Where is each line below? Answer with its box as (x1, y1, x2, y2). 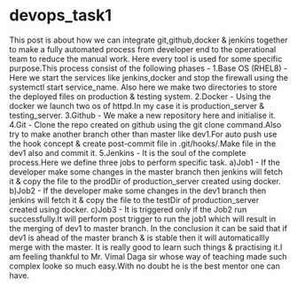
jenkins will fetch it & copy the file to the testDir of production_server (9, 194, 260, 205)
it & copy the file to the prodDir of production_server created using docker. (9, 175, 281, 186)
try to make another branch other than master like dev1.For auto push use (9, 128, 277, 139)
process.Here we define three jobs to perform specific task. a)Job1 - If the (9, 157, 281, 167)
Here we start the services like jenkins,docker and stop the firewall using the (9, 72, 288, 82)
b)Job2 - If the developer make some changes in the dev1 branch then (9, 185, 267, 196)
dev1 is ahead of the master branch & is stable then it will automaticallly (9, 232, 270, 243)
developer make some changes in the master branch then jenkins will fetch (9, 166, 284, 177)
